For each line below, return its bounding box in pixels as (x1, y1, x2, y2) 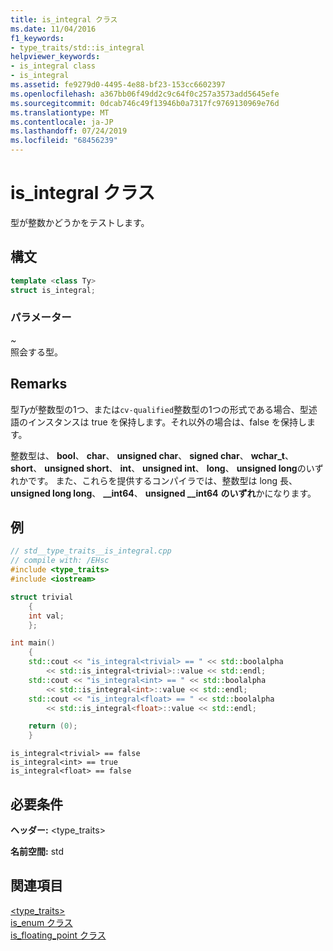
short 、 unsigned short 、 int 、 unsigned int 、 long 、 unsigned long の (10, 462, 307, 474)
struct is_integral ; (10, 285, 97, 295)
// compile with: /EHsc (10, 556, 110, 566)
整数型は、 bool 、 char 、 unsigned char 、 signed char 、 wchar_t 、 (10, 449, 294, 461)
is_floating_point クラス (10, 929, 107, 941)
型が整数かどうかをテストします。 (10, 216, 150, 228)
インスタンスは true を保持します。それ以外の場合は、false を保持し (27, 416, 307, 428)
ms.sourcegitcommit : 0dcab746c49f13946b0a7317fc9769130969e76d (10, 98, 280, 108)
